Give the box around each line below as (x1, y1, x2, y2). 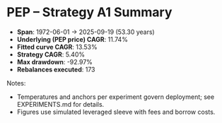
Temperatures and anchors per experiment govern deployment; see (16, 93, 215, 101)
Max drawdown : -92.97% (16, 57, 93, 66)
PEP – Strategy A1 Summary (6, 4, 173, 20)
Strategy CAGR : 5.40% (16, 50, 86, 59)
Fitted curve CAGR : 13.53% (16, 42, 98, 51)
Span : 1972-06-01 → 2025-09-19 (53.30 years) (16, 28, 155, 36)
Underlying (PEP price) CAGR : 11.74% (16, 35, 129, 43)
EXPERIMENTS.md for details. (16, 100, 105, 108)
